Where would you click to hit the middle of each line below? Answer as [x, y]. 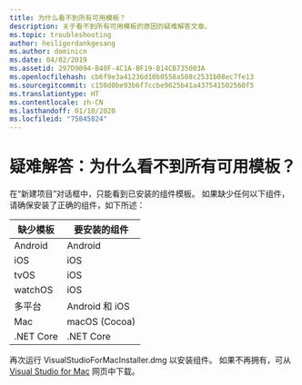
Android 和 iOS [98, 307]
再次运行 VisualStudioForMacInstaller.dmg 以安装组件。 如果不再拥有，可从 [150, 360]
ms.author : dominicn [49, 52]
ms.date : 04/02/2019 [49, 60]
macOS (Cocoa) [101, 321]
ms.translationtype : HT [55, 94]
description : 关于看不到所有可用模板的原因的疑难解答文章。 [111, 26]
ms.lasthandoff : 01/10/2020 [63, 111]
